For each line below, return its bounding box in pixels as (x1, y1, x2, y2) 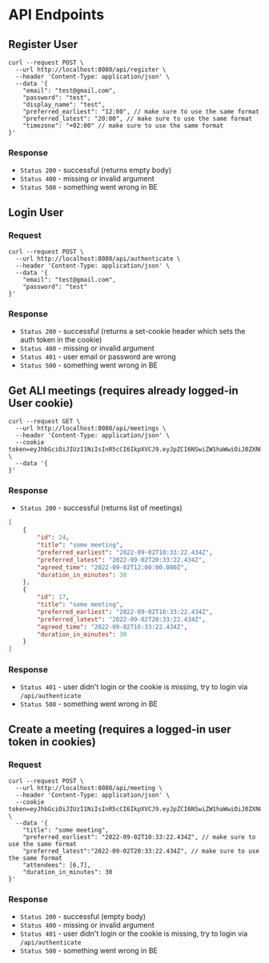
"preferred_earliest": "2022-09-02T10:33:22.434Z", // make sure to (22, 833, 256, 841)
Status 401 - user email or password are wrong (19, 352, 176, 362)
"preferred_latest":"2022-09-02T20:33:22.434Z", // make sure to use (22, 847, 260, 856)
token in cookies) (8, 735, 96, 748)
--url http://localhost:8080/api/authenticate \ (15, 255, 181, 263)
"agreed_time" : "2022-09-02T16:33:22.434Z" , (37, 623, 188, 631)
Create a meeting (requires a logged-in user (8, 722, 232, 736)
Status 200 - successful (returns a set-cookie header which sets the (19, 327, 246, 336)
